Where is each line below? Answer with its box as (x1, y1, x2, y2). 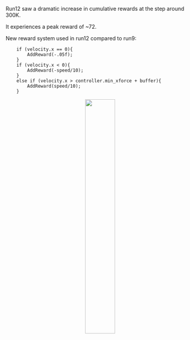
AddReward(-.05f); (27, 52, 73, 58)
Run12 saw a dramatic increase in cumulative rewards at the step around (5, 5, 185, 12)
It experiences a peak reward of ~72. (5, 23, 97, 30)
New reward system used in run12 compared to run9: (5, 35, 137, 41)
